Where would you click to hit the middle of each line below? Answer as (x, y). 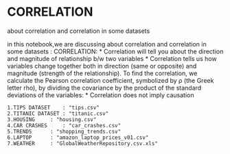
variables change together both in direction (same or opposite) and (102, 66)
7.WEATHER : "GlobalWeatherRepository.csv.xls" (82, 143)
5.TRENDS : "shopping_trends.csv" (64, 131)
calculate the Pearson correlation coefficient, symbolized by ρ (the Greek (111, 80)
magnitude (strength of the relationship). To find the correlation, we (102, 73)
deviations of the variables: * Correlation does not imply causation (101, 95)
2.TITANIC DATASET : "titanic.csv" (58, 114)
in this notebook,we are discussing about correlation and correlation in (107, 44)
